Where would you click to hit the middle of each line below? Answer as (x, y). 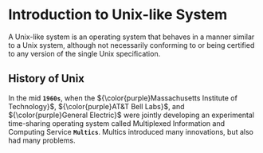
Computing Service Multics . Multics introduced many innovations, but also (131, 131)
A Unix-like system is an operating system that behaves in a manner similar (131, 37)
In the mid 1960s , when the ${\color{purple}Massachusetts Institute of (123, 98)
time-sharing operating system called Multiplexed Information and (117, 123)
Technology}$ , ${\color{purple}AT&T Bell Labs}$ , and (96, 106)
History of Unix (47, 78)
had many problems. (42, 140)
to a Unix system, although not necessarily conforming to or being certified (131, 45)
